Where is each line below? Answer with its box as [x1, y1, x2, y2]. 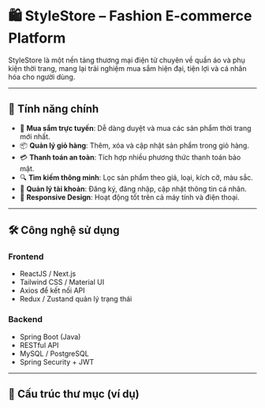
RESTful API [19, 340, 59, 350]
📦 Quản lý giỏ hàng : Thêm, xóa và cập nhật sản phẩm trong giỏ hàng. [19, 140, 250, 150]
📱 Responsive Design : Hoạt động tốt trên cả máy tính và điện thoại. [19, 192, 240, 202]
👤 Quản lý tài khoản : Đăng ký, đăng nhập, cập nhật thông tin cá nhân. [19, 184, 247, 193]
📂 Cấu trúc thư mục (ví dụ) [8, 387, 140, 401]
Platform [8, 29, 66, 47]
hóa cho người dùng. [8, 72, 76, 81]
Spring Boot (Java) [19, 331, 81, 341]
